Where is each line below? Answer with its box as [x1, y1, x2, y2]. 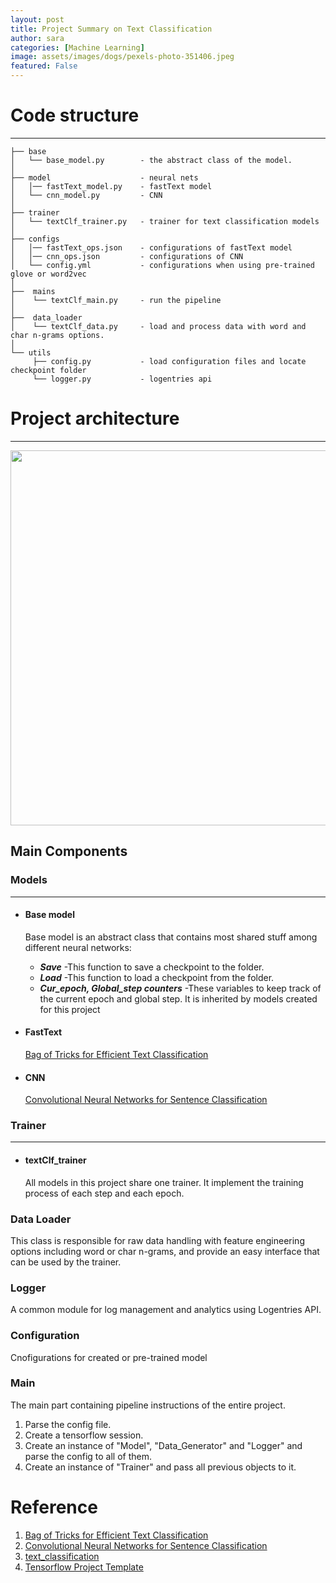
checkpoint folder [10, 365, 87, 375]
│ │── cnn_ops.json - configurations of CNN [10, 251, 244, 261]
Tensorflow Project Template [24, 1561, 144, 1573]
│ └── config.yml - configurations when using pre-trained [10, 260, 315, 270]
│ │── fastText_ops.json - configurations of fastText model [10, 242, 293, 253]
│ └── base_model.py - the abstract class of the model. [10, 155, 293, 165]
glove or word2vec [10, 269, 87, 279]
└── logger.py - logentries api [32, 374, 213, 384]
